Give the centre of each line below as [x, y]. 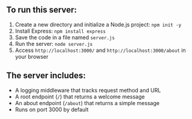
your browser [32, 56]
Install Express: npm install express [60, 31]
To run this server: [42, 10]
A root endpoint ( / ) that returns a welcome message [80, 97]
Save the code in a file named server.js [65, 37]
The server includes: [46, 76]
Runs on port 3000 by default [52, 109]
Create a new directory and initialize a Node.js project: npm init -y [98, 24]
